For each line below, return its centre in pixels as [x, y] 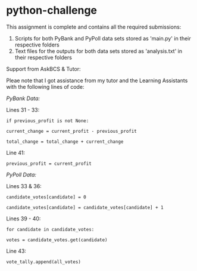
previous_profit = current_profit [49, 163]
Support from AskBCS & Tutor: [44, 68]
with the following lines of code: [45, 86]
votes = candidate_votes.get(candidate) [57, 240]
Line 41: [16, 152]
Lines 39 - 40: [24, 219]
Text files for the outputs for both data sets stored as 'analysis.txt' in [98, 51]
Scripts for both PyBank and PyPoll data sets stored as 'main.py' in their [103, 38]
